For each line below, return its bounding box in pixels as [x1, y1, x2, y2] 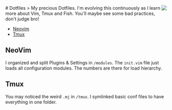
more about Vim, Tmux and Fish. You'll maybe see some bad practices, [5, 10, 155, 16]
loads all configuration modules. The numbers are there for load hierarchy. [5, 65, 162, 71]
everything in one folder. [5, 99, 57, 105]
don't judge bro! [5, 16, 39, 22]
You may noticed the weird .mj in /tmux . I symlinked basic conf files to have [5, 93, 164, 99]
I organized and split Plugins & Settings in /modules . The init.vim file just [5, 59, 159, 65]
